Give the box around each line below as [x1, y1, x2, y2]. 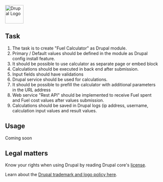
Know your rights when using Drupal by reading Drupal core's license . [5, 162, 146, 168]
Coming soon [5, 135, 32, 141]
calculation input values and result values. [12, 107, 97, 113]
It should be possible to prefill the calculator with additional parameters [12, 81, 156, 87]
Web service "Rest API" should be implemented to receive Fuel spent [12, 92, 152, 98]
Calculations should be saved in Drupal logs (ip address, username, [12, 103, 148, 108]
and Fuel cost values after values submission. [12, 97, 104, 103]
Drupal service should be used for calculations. [12, 76, 108, 82]
